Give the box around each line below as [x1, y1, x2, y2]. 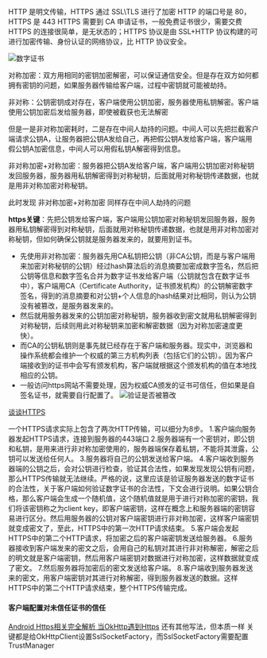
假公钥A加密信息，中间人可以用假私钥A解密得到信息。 [8, 144, 185, 153]
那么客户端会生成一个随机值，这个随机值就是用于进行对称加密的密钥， [21, 493, 252, 503]
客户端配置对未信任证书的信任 [8, 602, 106, 612]
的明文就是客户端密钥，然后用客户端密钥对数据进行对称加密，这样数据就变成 [8, 553, 259, 563]
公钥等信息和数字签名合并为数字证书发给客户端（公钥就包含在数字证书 [19, 271, 250, 281]
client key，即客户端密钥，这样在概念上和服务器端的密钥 [63, 504, 249, 513]
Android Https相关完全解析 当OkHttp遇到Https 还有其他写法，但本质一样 [8, 622, 245, 632]
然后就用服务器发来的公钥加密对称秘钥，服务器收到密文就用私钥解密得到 [19, 311, 257, 320]
